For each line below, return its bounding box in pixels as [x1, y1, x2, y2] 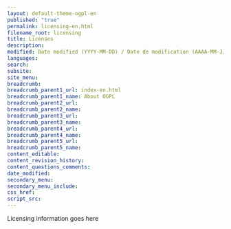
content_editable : [7, 151, 60, 158]
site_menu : [7, 74, 38, 81]
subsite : [7, 67, 32, 74]
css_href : [7, 189, 36, 196]
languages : [7, 55, 38, 62]
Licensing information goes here [7, 215, 99, 222]
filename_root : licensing [7, 29, 81, 36]
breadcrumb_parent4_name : [7, 131, 81, 138]
